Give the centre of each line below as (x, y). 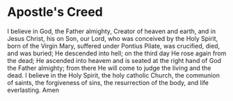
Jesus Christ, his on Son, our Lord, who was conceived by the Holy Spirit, (113, 38)
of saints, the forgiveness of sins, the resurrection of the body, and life (108, 82)
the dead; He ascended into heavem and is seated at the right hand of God (114, 60)
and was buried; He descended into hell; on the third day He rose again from (117, 53)
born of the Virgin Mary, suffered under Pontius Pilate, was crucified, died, (114, 46)
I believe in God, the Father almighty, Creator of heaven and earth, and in (112, 31)
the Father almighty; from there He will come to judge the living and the (109, 68)
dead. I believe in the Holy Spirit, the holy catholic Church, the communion (114, 75)
